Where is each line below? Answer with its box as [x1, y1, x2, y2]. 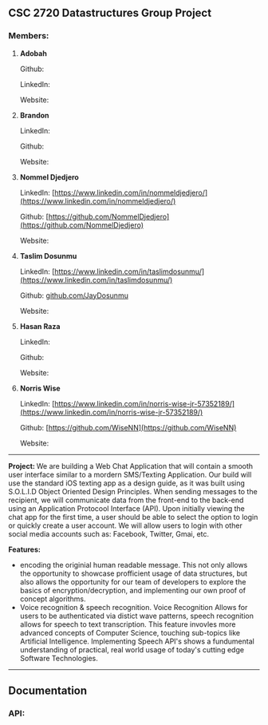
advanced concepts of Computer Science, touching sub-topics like [19, 628, 241, 637]
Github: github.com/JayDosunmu [19, 291, 129, 300]
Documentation [8, 684, 88, 698]
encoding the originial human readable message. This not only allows [19, 560, 248, 569]
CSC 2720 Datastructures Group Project [8, 6, 212, 20]
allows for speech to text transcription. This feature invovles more [19, 619, 236, 629]
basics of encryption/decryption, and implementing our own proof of [19, 585, 246, 595]
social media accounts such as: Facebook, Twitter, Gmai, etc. [8, 529, 210, 538]
